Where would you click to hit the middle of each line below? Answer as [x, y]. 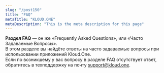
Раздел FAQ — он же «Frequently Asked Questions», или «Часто [74, 38]
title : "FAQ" [19, 15]
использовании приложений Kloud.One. [48, 54]
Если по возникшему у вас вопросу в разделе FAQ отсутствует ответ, [81, 60]
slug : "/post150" [24, 10]
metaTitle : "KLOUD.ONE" [30, 19]
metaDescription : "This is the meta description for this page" [75, 24]
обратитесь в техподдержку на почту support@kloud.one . [68, 65]
